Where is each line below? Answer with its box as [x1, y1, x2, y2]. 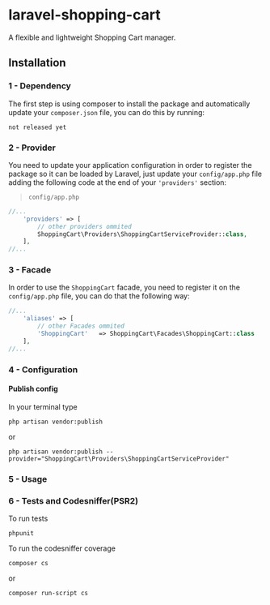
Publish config [8, 384, 58, 394]
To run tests [8, 513, 49, 524]
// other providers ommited [37, 222, 132, 230]
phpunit [8, 530, 35, 538]
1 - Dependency [8, 80, 71, 92]
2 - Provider [8, 142, 57, 153]
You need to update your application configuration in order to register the [8, 160, 252, 169]
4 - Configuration [8, 363, 78, 375]
